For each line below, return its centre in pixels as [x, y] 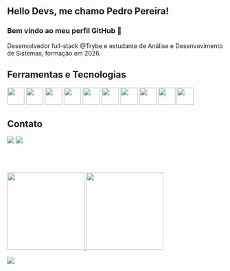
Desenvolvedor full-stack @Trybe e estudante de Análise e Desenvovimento [115, 46]
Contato [25, 124]
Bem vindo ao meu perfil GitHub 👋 [65, 31]
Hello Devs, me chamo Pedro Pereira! [88, 11]
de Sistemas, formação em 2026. [54, 53]
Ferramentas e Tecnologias [67, 75]
